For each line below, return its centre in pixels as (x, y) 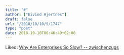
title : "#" (17, 10)
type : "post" (19, 28)
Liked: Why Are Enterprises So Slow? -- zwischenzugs (62, 47)
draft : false (19, 19)
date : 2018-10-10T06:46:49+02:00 (40, 33)
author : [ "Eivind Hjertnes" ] (36, 14)
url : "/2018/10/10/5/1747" (34, 24)
